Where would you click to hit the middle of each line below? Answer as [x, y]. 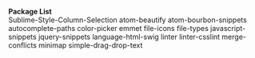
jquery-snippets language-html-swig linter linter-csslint [129, 37]
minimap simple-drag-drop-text [91, 45]
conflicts [23, 45]
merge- [234, 37]
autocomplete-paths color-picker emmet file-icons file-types [109, 28]
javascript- [228, 28]
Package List [30, 12]
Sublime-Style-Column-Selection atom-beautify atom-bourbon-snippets [128, 20]
